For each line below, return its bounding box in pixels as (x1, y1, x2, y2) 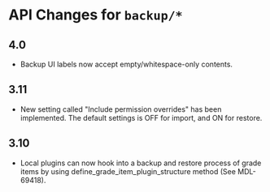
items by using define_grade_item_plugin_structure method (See (20, 166, 236, 176)
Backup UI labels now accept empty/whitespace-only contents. (20, 59, 233, 69)
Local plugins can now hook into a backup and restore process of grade (20, 158, 262, 168)
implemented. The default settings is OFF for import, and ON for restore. (20, 113, 263, 122)
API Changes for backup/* (8, 6, 183, 24)
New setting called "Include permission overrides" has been (20, 104, 222, 114)
